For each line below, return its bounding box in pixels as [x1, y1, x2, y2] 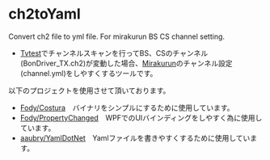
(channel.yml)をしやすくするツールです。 [19, 68, 158, 78]
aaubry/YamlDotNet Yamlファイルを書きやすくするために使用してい [19, 133, 251, 142]
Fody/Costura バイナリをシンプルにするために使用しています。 [19, 103, 234, 112]
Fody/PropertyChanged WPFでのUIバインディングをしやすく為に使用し [19, 112, 263, 122]
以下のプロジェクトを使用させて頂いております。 [8, 86, 171, 95]
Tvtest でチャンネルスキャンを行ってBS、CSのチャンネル [19, 48, 209, 57]
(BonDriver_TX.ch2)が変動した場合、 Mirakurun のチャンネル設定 [19, 58, 233, 68]
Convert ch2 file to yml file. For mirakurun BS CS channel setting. [8, 32, 225, 41]
